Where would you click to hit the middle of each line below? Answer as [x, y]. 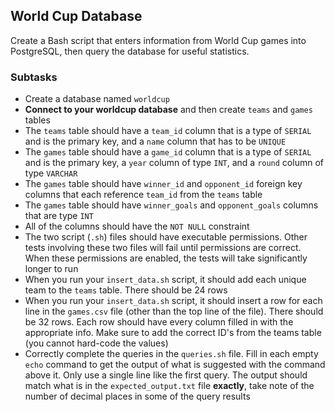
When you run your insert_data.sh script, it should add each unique [165, 280]
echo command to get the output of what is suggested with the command [175, 365]
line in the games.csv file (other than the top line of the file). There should [174, 311]
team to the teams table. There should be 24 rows [126, 290]
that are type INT [59, 216]
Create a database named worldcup [97, 99]
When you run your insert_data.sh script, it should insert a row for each [173, 301]
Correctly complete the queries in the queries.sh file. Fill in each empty [171, 354]
